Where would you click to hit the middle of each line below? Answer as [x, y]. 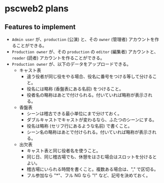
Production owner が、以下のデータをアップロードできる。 [71, 64]
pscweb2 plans [37, 9]
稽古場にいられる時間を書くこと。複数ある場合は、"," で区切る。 [93, 169]
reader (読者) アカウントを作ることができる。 [58, 58]
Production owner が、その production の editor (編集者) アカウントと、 [85, 52]
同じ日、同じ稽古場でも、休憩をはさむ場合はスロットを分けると [92, 157]
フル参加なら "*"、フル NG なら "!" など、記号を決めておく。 [88, 175]
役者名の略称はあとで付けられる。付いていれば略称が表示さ [87, 95]
